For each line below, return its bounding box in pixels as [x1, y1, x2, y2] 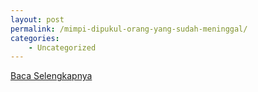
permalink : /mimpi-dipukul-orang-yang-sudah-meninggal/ [10, 24, 248, 34]
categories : [10, 33, 60, 43]
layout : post [10, 14, 65, 25]
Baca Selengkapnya [10, 70, 93, 82]
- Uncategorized [28, 42, 97, 53]
